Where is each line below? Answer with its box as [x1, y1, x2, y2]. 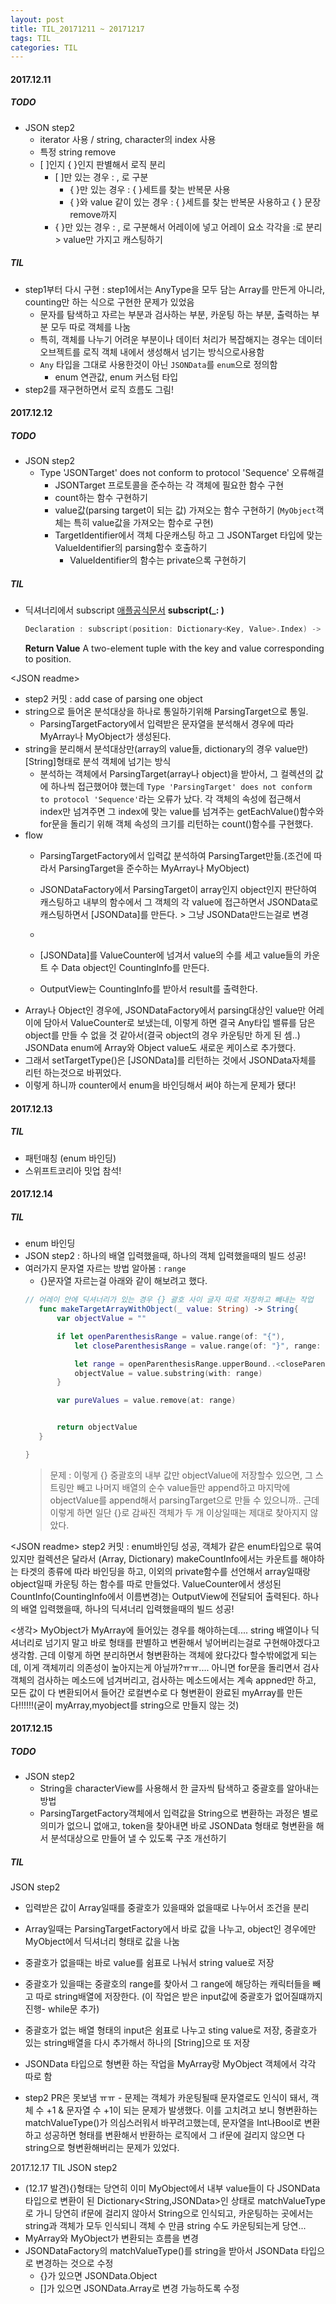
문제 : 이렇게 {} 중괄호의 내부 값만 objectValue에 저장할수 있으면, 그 [49, 1469, 313, 1481]
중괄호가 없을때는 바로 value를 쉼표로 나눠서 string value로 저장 [24, 1957, 275, 1969]
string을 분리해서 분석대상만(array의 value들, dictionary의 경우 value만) [24, 743, 309, 755]
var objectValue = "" [56, 1314, 147, 1324]
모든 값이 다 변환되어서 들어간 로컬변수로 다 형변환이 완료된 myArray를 [10, 1686, 285, 1698]
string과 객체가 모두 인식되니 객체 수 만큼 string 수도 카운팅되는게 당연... [24, 2220, 307, 2232]
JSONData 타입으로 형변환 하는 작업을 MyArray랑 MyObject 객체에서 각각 [24, 2058, 317, 2070]
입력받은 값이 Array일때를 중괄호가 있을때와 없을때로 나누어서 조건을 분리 [24, 1902, 310, 1914]
